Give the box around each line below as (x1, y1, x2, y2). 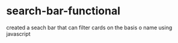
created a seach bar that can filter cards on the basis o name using (6, 24, 173, 31)
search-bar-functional (6, 4, 121, 18)
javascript (6, 30, 31, 37)
